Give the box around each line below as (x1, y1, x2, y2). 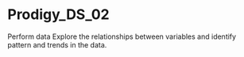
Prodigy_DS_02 (7, 6, 110, 24)
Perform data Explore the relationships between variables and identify (7, 32, 236, 41)
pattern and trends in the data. (7, 40, 107, 49)
